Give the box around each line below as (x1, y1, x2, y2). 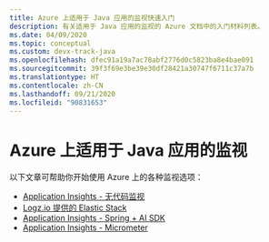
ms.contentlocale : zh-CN (9, 81, 104, 90)
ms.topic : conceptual (9, 38, 92, 48)
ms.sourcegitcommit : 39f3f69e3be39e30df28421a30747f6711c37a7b (9, 65, 254, 74)
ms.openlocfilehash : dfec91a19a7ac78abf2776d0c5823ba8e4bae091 (9, 55, 254, 65)
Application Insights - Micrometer (22, 222, 148, 233)
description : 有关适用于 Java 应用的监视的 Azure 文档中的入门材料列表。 (9, 22, 264, 31)
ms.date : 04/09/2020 (9, 30, 88, 39)
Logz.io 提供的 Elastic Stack (22, 202, 127, 214)
